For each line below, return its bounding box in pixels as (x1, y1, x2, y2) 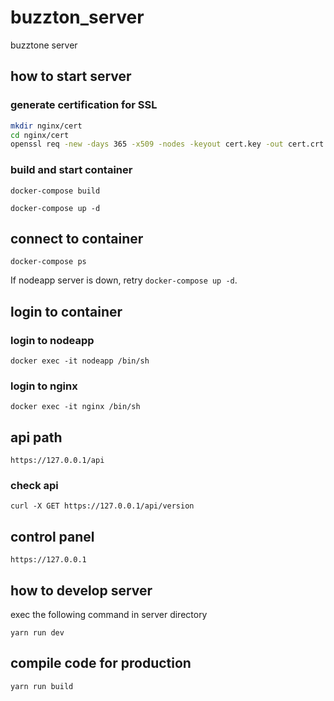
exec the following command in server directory (10, 609, 208, 621)
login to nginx (10, 379, 78, 393)
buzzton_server (10, 6, 145, 29)
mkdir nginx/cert (10, 121, 83, 131)
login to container (10, 303, 123, 320)
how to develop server (10, 582, 153, 599)
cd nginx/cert (10, 130, 70, 140)
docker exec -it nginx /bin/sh (10, 402, 141, 412)
